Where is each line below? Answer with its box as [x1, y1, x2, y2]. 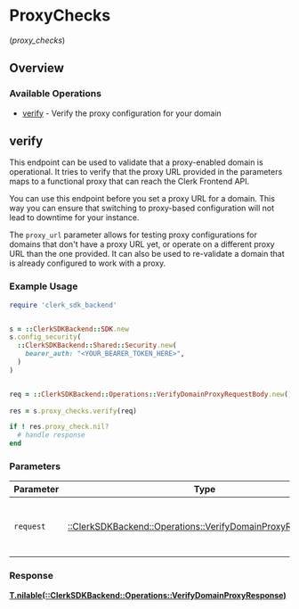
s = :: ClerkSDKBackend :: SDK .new [9, 325, 129, 333]
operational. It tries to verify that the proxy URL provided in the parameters [9, 167, 283, 177]
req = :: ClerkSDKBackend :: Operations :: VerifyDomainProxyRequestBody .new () [9, 390, 293, 399]
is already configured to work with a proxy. [9, 258, 166, 268]
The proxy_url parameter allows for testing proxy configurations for [9, 229, 258, 241]
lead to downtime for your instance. [9, 212, 140, 223]
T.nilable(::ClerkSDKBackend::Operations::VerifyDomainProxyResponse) [9, 589, 287, 600]
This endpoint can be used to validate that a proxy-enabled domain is [9, 157, 264, 168]
